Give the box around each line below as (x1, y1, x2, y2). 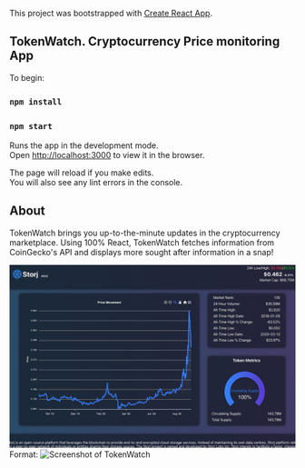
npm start (9, 121, 53, 131)
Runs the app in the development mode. (9, 140, 159, 151)
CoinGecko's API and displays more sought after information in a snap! (9, 246, 274, 257)
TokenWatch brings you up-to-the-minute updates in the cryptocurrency (9, 227, 280, 238)
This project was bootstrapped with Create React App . (9, 8, 213, 18)
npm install (9, 96, 63, 107)
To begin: (9, 72, 45, 83)
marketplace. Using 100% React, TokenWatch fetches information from (9, 236, 275, 248)
